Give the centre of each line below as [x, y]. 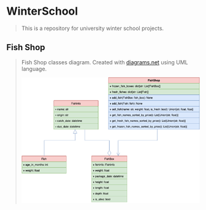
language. [34, 69]
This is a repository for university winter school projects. [93, 28]
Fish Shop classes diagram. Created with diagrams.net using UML [105, 62]
